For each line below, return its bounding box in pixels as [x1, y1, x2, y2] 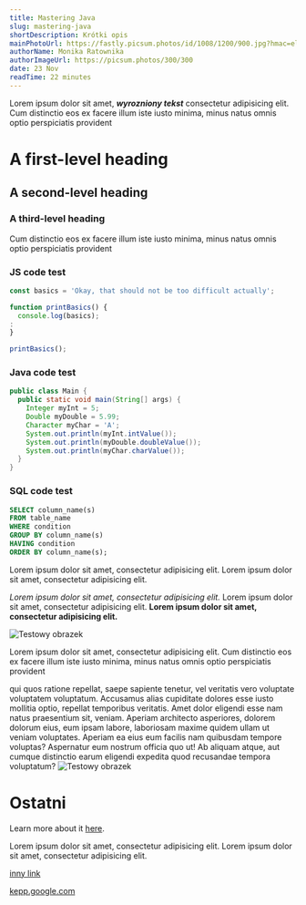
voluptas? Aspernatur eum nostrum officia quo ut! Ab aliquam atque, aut [9, 741, 280, 752]
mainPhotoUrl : [9, 38, 64, 48]
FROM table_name [9, 514, 71, 523]
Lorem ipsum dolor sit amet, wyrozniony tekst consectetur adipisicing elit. [9, 98, 290, 108]
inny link [9, 868, 41, 879]
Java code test [9, 366, 76, 379]
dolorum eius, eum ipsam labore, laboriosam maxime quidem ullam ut [9, 722, 270, 733]
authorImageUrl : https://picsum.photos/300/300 [9, 56, 194, 65]
